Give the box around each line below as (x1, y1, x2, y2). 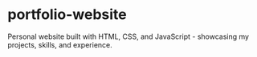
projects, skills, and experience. (7, 40, 113, 49)
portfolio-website (7, 6, 127, 24)
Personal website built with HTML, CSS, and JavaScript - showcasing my (7, 32, 250, 41)
